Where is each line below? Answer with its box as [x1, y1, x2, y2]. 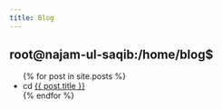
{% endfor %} [22, 90, 75, 101]
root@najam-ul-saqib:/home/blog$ [9, 47, 214, 63]
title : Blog [9, 13, 54, 23]
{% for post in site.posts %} [22, 71, 127, 82]
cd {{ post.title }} [22, 81, 86, 92]
